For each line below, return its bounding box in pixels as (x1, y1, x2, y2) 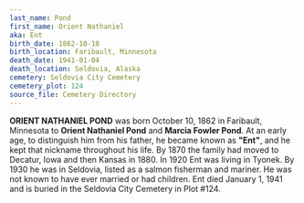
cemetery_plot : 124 (9, 81, 84, 91)
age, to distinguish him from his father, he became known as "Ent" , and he (9, 134, 290, 145)
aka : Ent (9, 30, 43, 39)
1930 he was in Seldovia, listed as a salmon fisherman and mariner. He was (9, 164, 292, 175)
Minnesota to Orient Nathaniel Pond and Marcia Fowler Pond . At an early (9, 124, 288, 135)
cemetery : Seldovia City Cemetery (9, 73, 142, 82)
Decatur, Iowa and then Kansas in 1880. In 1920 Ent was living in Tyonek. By (9, 154, 295, 165)
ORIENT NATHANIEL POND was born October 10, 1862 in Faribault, (9, 115, 263, 126)
